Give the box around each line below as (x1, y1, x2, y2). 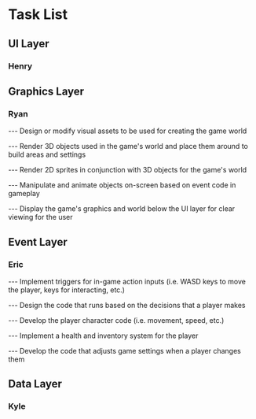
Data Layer (8, 377, 63, 391)
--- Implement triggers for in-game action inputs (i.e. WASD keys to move (8, 276, 246, 286)
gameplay (8, 189, 41, 198)
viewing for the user (8, 213, 73, 222)
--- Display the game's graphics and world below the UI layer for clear (8, 204, 236, 213)
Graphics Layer (8, 84, 85, 98)
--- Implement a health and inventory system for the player (8, 331, 199, 340)
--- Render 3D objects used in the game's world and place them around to (8, 142, 249, 151)
